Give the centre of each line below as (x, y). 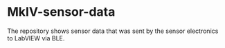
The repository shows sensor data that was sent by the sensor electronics (113, 31)
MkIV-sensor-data (61, 12)
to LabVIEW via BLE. (36, 38)
